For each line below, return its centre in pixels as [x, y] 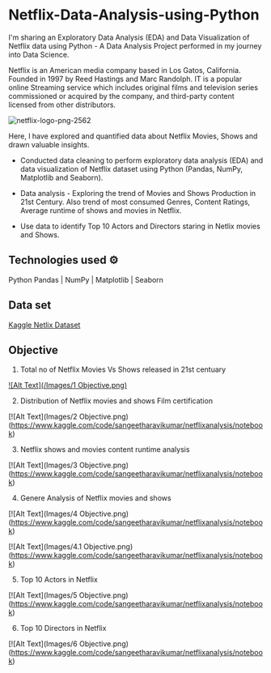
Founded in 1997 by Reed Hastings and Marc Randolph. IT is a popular [125, 79]
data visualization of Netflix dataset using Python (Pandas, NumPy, [131, 168]
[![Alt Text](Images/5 [43, 595]
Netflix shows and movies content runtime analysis [105, 449]
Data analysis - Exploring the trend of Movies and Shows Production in [138, 193]
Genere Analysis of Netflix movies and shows [95, 498]
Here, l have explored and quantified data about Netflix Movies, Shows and [133, 136]
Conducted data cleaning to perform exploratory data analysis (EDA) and [142, 160]
